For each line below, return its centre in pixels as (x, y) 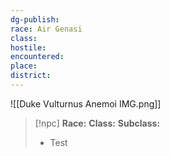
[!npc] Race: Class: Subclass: (97, 123)
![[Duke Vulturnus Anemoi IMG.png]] (86, 103)
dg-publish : (35, 19)
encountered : (37, 57)
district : (31, 76)
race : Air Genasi (46, 29)
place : (24, 66)
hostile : (28, 47)
